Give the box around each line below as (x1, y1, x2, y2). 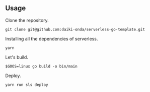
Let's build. (5, 54, 29, 60)
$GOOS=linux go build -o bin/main (5, 63, 78, 69)
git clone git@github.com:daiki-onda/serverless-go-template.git (5, 27, 145, 32)
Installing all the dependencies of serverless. (5, 35, 98, 41)
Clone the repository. (5, 17, 49, 23)
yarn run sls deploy (5, 82, 49, 87)
